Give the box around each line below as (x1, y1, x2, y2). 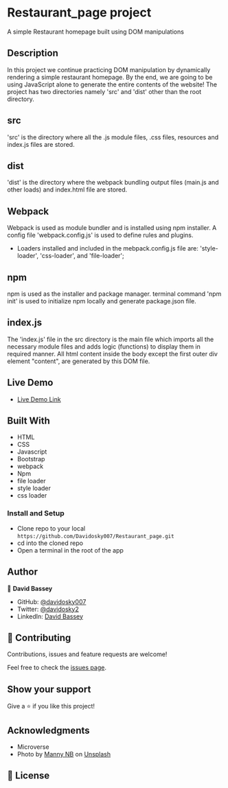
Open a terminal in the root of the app (16, 546, 124, 554)
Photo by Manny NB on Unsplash (16, 750, 111, 758)
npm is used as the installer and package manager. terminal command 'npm (7, 290, 222, 298)
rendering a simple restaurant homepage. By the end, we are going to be (7, 73, 213, 81)
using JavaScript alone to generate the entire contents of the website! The (7, 80, 218, 89)
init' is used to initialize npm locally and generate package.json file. (7, 297, 197, 305)
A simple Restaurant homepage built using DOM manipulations (7, 27, 184, 36)
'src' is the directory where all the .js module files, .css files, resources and (7, 132, 219, 141)
